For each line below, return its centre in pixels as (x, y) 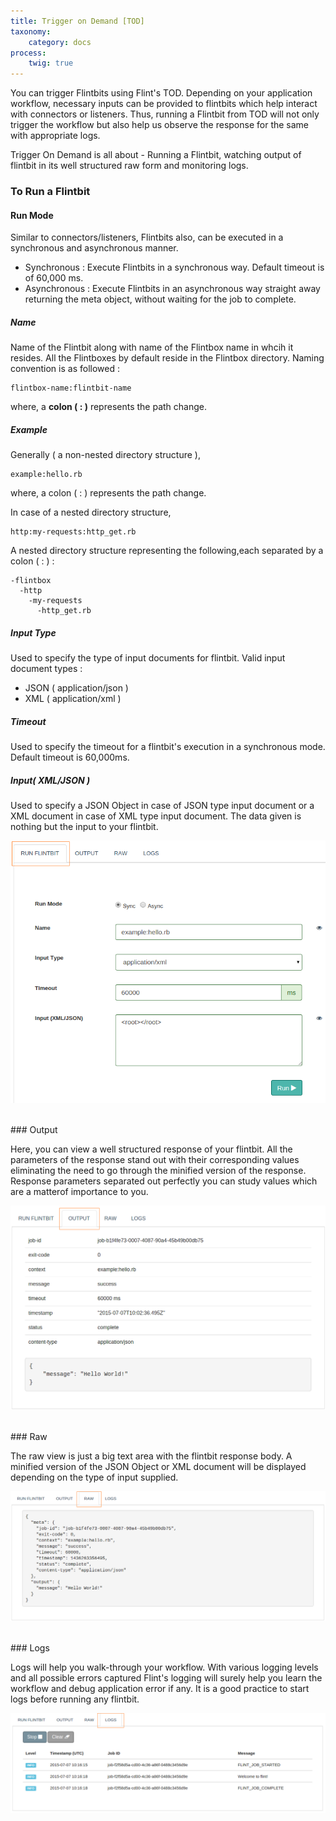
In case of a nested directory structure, (91, 512)
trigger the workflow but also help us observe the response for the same (160, 125)
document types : (46, 669)
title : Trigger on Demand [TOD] (77, 21)
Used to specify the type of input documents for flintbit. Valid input (148, 658)
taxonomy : (31, 31)
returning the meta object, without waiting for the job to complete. (160, 299)
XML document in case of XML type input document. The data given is (156, 816)
